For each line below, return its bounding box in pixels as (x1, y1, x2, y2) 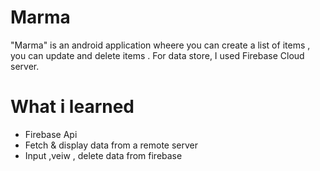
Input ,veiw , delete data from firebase (24, 149, 183, 161)
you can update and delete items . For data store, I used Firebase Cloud (10, 49, 305, 61)
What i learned (10, 96, 135, 118)
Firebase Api (24, 128, 78, 140)
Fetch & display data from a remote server (24, 139, 199, 151)
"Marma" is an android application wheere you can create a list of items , (10, 39, 311, 51)
